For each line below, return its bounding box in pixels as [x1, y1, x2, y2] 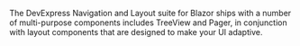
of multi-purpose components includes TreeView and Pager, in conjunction [9, 17, 287, 28]
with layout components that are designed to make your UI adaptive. [9, 27, 263, 37]
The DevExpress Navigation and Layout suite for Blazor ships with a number [9, 8, 292, 18]
